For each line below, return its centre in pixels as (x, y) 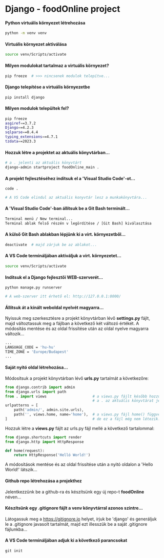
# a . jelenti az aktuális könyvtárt (43, 163)
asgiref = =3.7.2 (20, 123)
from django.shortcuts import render (43, 437)
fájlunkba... (16, 529)
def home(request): (25, 451)
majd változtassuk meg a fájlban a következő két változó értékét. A (72, 324)
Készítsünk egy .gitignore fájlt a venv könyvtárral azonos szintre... (74, 508)
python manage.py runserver (34, 288)
